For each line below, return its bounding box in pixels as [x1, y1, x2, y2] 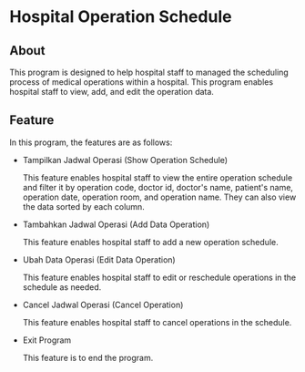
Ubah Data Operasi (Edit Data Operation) [22, 253, 176, 265]
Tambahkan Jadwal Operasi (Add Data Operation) [22, 219, 210, 230]
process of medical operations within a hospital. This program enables [9, 77, 274, 88]
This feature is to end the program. [22, 352, 154, 363]
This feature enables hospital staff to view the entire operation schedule [22, 171, 293, 183]
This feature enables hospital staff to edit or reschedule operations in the [22, 272, 297, 283]
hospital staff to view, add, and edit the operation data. [9, 87, 214, 97]
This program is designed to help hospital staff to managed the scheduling [9, 67, 289, 77]
